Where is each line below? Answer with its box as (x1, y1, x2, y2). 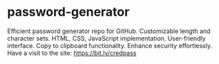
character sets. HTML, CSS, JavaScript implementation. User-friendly (7, 34, 206, 42)
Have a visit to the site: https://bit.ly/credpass (7, 49, 137, 57)
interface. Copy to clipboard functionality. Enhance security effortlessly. (7, 41, 213, 50)
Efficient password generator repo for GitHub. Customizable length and (7, 27, 211, 35)
